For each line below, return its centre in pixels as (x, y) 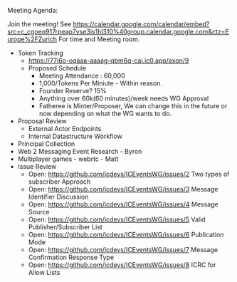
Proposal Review (42, 121)
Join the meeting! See (39, 24)
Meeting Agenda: (33, 10)
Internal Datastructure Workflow (75, 136)
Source (39, 212)
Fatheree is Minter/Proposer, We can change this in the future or (133, 106)
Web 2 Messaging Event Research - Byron (80, 151)
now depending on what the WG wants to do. (105, 114)
